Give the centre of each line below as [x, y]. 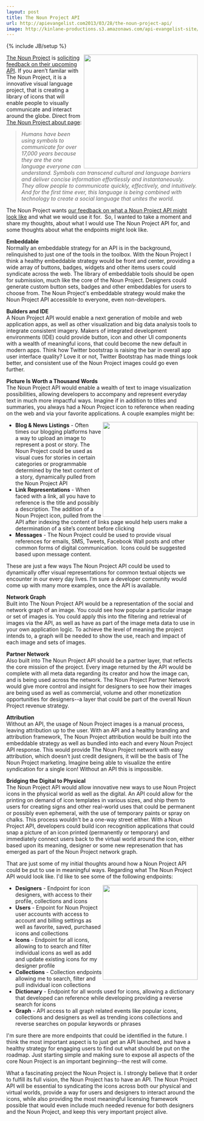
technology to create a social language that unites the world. [98, 199]
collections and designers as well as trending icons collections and [99, 1017]
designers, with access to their [53, 895]
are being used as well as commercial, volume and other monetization [94, 693]
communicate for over [49, 147]
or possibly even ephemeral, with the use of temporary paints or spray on [98, 813]
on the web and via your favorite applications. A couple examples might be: [100, 414]
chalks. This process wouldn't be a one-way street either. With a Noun [94, 820]
